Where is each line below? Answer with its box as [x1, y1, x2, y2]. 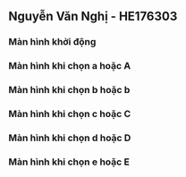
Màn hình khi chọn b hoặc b [8, 84, 131, 97]
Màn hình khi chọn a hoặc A [8, 60, 131, 72]
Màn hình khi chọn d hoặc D [8, 131, 131, 144]
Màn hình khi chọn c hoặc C [8, 108, 131, 121]
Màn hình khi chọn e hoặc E [8, 156, 131, 168]
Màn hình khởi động [8, 36, 97, 48]
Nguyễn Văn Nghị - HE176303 [8, 9, 178, 24]
